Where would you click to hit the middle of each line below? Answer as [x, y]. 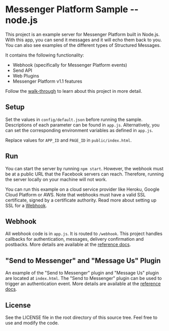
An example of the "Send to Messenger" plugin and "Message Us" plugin [82, 273]
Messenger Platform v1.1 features [47, 81]
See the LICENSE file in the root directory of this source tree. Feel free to [81, 317]
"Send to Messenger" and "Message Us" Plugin [83, 260]
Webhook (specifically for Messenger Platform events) [70, 65]
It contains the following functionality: [45, 55]
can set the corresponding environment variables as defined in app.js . [79, 130]
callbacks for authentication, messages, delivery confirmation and [75, 239]
